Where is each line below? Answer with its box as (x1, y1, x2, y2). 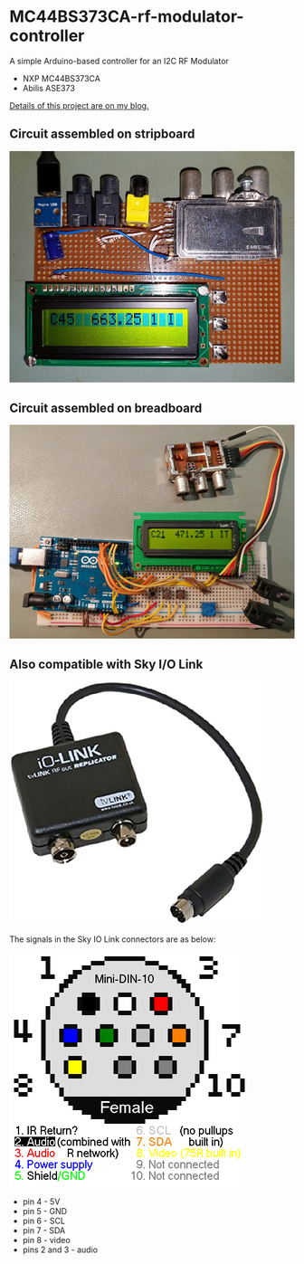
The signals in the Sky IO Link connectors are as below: (9, 934, 216, 945)
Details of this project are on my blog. (9, 100, 149, 110)
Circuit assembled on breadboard (9, 400, 203, 415)
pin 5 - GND (22, 1205, 68, 1216)
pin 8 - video (22, 1234, 71, 1245)
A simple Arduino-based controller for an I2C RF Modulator (9, 55, 229, 66)
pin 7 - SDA (22, 1224, 66, 1236)
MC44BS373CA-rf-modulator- (9, 6, 244, 27)
